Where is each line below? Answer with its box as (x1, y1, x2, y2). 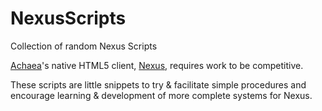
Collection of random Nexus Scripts (10, 40, 158, 52)
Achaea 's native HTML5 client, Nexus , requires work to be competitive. (10, 59, 304, 71)
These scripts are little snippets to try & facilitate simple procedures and (10, 78, 307, 91)
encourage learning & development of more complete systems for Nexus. (10, 89, 313, 101)
